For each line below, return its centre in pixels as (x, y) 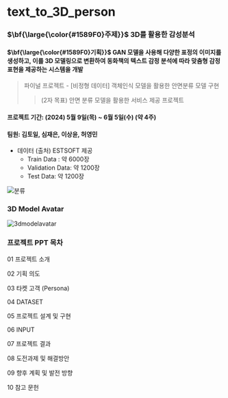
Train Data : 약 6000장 (58, 159)
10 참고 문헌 (23, 387)
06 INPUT (21, 330)
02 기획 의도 (24, 274)
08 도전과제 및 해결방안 (38, 358)
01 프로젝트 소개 (28, 259)
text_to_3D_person (62, 12)
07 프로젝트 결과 (29, 343)
